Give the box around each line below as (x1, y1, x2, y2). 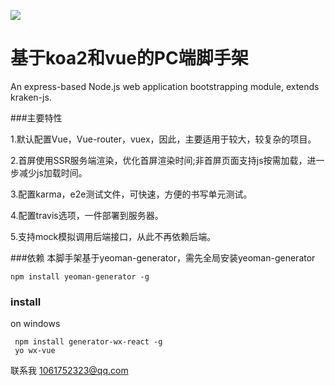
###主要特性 (10, 111, 63, 124)
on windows (10, 318, 61, 330)
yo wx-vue (14, 346, 56, 356)
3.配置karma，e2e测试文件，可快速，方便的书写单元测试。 (10, 188, 253, 200)
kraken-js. (10, 91, 52, 103)
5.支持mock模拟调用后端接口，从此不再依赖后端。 (10, 230, 217, 242)
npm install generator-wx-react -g (14, 337, 163, 347)
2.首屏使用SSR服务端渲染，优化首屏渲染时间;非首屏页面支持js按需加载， (10, 154, 308, 166)
